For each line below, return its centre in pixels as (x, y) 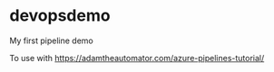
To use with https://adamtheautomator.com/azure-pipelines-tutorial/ (137, 58)
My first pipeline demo (51, 40)
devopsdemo (60, 16)
